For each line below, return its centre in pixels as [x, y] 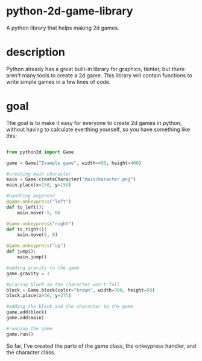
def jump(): [21, 252]
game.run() [20, 334]
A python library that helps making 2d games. [63, 28]
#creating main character [39, 174]
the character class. [31, 352]
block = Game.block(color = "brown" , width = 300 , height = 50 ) [80, 290]
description [36, 52]
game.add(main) [25, 318]
